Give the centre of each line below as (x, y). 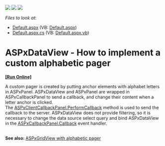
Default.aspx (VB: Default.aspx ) (44, 27)
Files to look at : (21, 18)
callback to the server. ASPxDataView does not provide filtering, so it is (78, 113)
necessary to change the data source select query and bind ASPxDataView (82, 118)
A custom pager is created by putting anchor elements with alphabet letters (82, 86)
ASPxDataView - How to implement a (83, 53)
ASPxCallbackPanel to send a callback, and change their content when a (80, 97)
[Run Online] (18, 77)
